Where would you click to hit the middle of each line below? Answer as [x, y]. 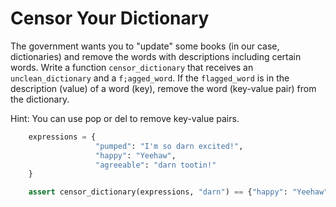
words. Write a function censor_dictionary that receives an [132, 67]
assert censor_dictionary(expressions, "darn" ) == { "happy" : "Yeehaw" [178, 192]
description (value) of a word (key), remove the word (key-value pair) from [163, 88]
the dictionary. [40, 99]
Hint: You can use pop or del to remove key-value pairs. [125, 118]
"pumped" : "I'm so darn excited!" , [169, 146]
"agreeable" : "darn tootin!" [156, 165]
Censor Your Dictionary [110, 18]
